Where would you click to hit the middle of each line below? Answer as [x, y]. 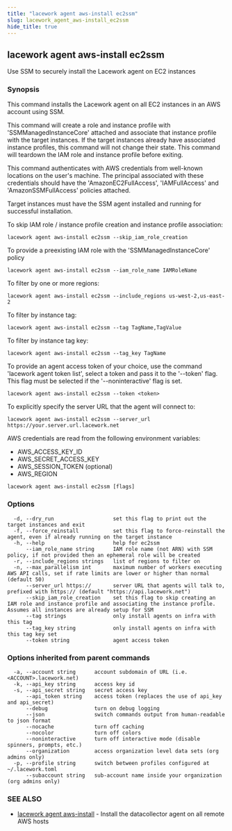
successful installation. [40, 211]
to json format [29, 721]
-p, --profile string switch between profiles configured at [111, 764]
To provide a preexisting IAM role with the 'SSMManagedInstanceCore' [109, 250]
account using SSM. [36, 112]
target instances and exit [46, 525]
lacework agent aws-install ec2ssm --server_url [79, 420]
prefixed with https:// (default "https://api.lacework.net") [99, 591]
